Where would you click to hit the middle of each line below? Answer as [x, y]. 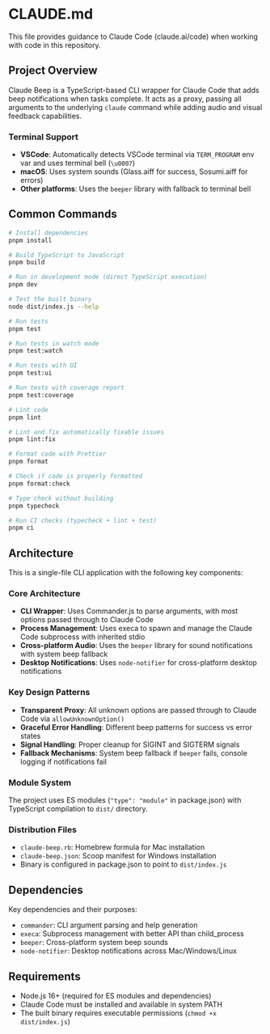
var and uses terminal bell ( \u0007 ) [78, 163]
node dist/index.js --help [54, 307]
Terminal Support [44, 137]
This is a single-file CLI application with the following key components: [126, 573]
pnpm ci [21, 528]
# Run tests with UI [43, 366]
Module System [40, 782]
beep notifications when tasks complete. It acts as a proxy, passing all [125, 99]
